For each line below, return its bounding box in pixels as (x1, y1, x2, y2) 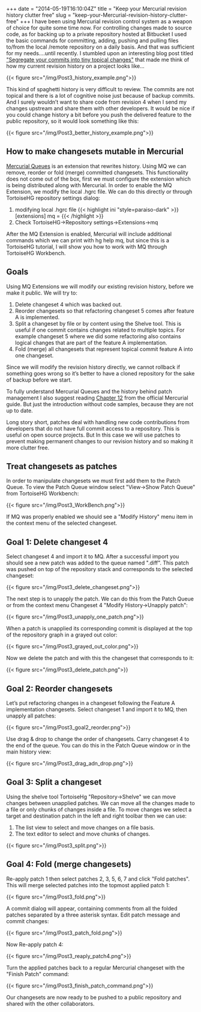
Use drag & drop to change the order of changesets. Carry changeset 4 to (6, 735, 190, 743)
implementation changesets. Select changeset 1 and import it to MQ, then (6, 706, 188, 713)
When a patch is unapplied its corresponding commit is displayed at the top (6, 625, 193, 632)
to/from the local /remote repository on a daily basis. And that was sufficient (6, 43, 195, 50)
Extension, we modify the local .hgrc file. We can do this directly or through (6, 188, 193, 195)
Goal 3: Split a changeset (6, 777, 102, 788)
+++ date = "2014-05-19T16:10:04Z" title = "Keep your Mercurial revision (6, 5, 187, 12)
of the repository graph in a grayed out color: (6, 631, 118, 638)
